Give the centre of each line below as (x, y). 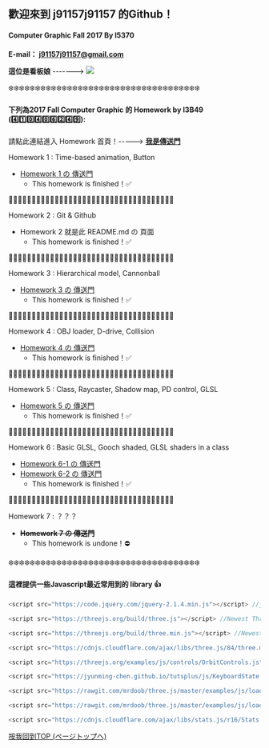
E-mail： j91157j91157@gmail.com (66, 54)
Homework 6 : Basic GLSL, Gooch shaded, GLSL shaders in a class (119, 447)
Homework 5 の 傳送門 (57, 406)
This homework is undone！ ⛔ (81, 543)
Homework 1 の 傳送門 (56, 174)
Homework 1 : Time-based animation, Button (82, 157)
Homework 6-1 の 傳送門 (60, 463)
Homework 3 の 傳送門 (57, 290)
